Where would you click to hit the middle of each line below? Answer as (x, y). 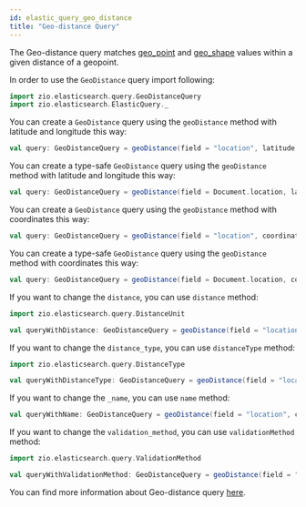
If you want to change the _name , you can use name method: (120, 398)
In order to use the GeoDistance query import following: (112, 79)
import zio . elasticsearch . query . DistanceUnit (97, 314)
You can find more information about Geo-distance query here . (127, 492)
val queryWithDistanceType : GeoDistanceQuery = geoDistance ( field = (142, 380)
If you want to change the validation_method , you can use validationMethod (152, 432)
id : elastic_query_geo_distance (71, 18)
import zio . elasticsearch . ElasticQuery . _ (89, 105)
